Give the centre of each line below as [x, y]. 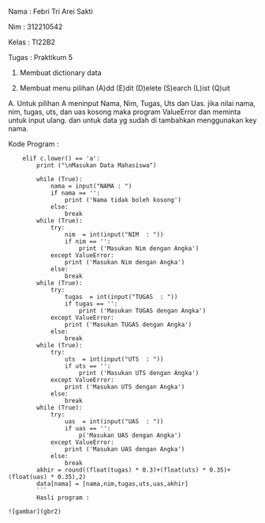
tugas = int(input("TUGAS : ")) [121, 297]
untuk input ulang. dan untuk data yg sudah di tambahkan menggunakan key [132, 120]
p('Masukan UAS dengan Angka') [130, 435]
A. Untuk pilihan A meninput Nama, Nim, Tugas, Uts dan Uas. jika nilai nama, [132, 103]
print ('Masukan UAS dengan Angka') [125, 449]
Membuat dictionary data [60, 73]
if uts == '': [88, 366]
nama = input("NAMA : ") [91, 186]
